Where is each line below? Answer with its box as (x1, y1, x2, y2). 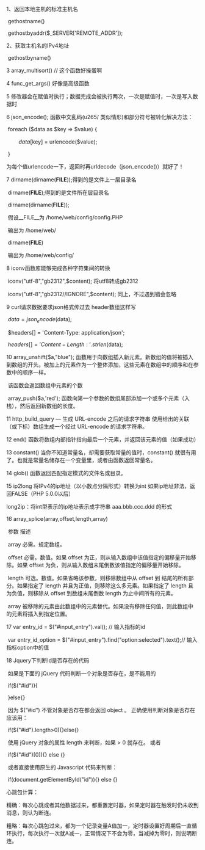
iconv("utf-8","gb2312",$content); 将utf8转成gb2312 (7, 277, 138, 285)
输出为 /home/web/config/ (7, 252, 74, 258)
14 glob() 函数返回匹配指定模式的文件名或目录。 (6, 469, 126, 476)
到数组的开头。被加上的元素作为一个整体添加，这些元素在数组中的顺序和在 (6, 361, 193, 368)
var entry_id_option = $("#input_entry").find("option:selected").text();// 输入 (7, 636, 198, 643)
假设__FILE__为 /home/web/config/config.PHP (7, 214, 123, 221)
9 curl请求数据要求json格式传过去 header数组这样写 (6, 303, 136, 310)
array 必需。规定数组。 (7, 540, 66, 548)
